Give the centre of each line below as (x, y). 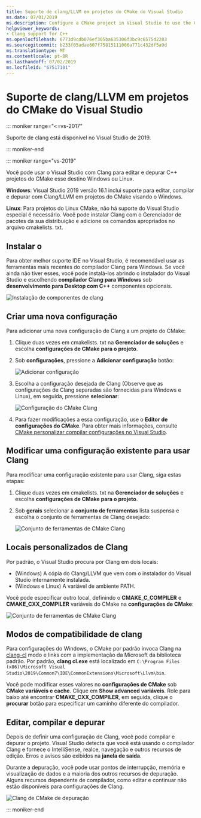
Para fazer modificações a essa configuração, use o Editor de (91, 419)
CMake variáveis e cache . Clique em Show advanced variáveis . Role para (98, 691)
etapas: (16, 481)
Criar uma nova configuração (62, 317)
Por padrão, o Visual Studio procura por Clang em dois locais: (82, 561)
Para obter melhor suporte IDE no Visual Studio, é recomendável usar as (95, 261)
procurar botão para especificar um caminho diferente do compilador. (93, 704)
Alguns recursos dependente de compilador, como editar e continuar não (97, 780)
